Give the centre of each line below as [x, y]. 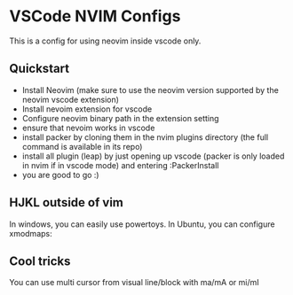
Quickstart [40, 69]
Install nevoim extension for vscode [87, 109]
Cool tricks [40, 261]
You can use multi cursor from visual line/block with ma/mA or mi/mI [134, 283]
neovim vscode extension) [71, 99]
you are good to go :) [60, 175]
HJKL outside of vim [67, 202]
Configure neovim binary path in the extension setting [120, 118]
